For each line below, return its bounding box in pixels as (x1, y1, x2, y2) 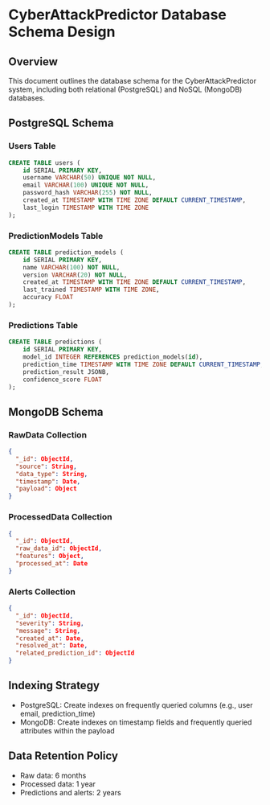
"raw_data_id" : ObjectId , (15, 544, 103, 552)
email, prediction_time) (19, 708, 96, 718)
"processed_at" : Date (15, 560, 88, 568)
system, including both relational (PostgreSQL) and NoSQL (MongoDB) (8, 84, 243, 94)
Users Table (8, 141, 56, 152)
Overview (8, 55, 59, 68)
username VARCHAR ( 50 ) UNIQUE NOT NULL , (22, 174, 157, 182)
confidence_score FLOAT (22, 376, 103, 384)
